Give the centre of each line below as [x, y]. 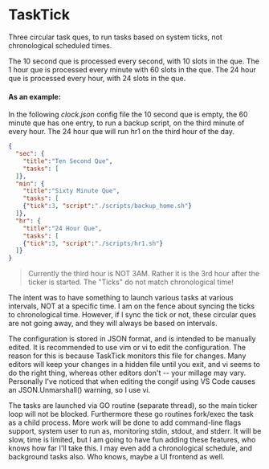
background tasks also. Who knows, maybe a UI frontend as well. [116, 457]
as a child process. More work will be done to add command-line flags [125, 422]
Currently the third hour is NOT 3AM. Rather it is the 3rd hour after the [143, 274]
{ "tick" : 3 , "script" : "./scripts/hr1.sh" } [93, 243]
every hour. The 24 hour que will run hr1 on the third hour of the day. [122, 132]
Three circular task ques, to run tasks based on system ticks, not [116, 37]
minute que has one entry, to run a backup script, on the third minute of [126, 123]
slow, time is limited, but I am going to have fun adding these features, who [132, 440]
